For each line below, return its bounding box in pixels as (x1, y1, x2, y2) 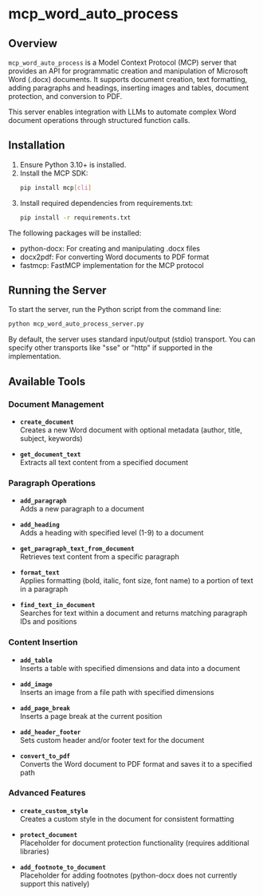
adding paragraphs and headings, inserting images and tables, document (8, 83, 249, 93)
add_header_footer (19, 728, 81, 736)
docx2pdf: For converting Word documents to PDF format (19, 252, 210, 262)
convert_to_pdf (19, 752, 71, 760)
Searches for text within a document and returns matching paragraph (19, 608, 248, 618)
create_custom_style (19, 807, 88, 815)
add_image (19, 680, 53, 689)
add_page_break (19, 704, 71, 712)
